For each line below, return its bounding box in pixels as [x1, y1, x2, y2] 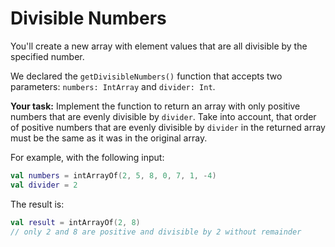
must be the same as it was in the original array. [10, 132, 208, 144]
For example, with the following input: [10, 151, 165, 163]
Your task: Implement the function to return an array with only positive [10, 100, 301, 112]
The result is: [10, 198, 65, 210]
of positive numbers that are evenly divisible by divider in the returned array [10, 121, 326, 133]
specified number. [10, 50, 85, 62]
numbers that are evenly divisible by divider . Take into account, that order [10, 110, 317, 122]
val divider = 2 [10, 180, 78, 190]
